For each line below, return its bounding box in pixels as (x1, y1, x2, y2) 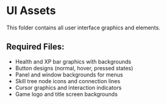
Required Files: (6, 42, 65, 52)
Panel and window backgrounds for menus (15, 71, 123, 78)
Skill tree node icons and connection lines (15, 77, 121, 84)
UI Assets (6, 4, 56, 18)
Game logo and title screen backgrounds (15, 90, 118, 98)
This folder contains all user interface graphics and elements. (6, 24, 161, 31)
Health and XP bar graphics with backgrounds (15, 58, 131, 65)
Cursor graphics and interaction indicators (15, 84, 122, 91)
